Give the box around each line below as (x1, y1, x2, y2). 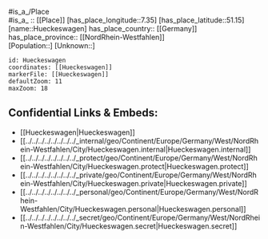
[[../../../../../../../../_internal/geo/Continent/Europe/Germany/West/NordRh (19, 136, 259, 145)
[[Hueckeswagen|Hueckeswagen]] (19, 128, 136, 137)
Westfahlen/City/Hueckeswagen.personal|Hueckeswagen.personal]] (19, 204, 246, 213)
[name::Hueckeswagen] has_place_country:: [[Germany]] (8, 24, 198, 33)
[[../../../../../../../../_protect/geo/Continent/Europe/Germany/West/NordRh (19, 152, 258, 163)
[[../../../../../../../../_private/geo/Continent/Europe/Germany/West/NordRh (19, 170, 258, 180)
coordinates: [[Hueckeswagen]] (8, 63, 113, 71)
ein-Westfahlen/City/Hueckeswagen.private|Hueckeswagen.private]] (19, 178, 248, 188)
